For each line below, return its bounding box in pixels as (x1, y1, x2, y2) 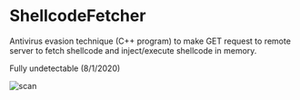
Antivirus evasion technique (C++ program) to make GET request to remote (9, 35, 291, 46)
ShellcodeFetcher (9, 5, 146, 26)
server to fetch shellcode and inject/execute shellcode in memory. (9, 45, 257, 55)
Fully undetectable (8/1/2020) (9, 63, 121, 74)
